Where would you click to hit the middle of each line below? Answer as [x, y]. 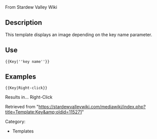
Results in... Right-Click [29, 97]
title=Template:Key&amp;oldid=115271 [44, 112]
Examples [21, 77]
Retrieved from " [22, 107]
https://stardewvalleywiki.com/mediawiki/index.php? [92, 107]
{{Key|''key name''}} [27, 61]
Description [24, 23]
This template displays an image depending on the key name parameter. [79, 35]
